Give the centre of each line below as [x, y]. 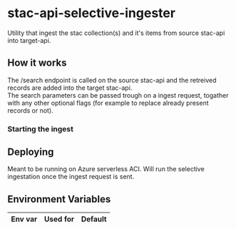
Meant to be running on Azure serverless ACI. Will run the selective [106, 169]
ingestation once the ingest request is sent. [71, 177]
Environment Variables [59, 199]
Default [94, 219]
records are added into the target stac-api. [70, 88]
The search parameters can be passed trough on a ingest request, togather [118, 95]
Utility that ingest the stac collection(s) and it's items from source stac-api [116, 33]
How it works [37, 63]
